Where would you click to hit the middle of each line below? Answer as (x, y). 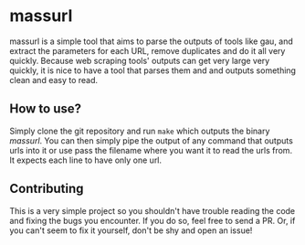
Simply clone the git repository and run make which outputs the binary (140, 131)
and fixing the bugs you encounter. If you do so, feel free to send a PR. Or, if (152, 220)
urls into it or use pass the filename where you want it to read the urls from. (151, 150)
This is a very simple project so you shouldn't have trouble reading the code (152, 210)
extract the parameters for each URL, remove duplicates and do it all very (147, 50)
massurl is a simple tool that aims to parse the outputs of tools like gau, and (152, 41)
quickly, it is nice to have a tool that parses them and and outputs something (153, 70)
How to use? (46, 109)
